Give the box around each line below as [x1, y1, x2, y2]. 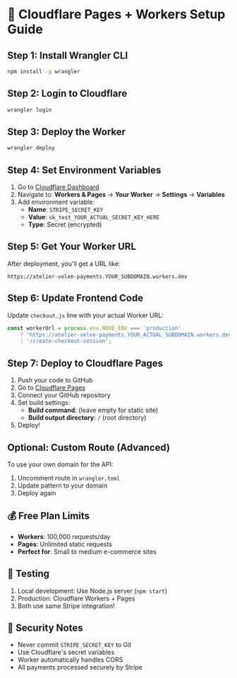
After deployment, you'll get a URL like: [7, 259, 121, 267]
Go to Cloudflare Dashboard [17, 183, 100, 191]
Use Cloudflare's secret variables [17, 648, 115, 657]
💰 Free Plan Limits [7, 510, 90, 522]
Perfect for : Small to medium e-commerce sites [17, 547, 157, 556]
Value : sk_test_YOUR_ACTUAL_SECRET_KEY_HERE [28, 213, 160, 222]
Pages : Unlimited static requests [17, 540, 113, 548]
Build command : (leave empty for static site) [28, 406, 159, 415]
